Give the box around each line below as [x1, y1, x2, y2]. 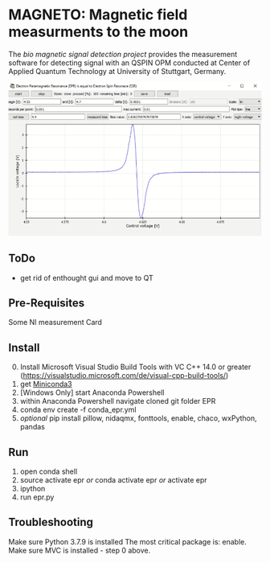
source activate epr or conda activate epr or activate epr [19, 475, 207, 485]
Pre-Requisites [8, 296, 85, 310]
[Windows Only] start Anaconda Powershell [19, 388, 165, 397]
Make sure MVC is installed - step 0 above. [8, 545, 151, 555]
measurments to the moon [8, 23, 189, 41]
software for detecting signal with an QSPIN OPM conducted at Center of [8, 58, 251, 68]
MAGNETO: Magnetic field [8, 6, 188, 24]
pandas [19, 422, 46, 432]
